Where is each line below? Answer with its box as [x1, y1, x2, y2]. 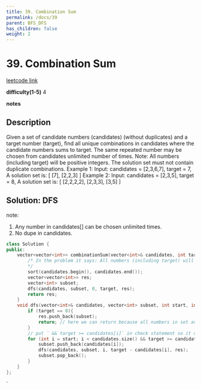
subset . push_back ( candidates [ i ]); [38, 342, 124, 348]
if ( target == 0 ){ [28, 308, 74, 314]
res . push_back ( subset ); [38, 313, 98, 320]
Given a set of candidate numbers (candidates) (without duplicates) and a [6, 133, 188, 140]
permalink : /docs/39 [6, 14, 58, 20]
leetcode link [6, 77, 38, 84]
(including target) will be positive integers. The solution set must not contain [6, 158, 194, 166]
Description [6, 118, 51, 128]
